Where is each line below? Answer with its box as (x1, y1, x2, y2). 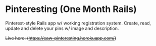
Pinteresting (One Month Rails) (5, 3, 137, 15)
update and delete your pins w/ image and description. (5, 25, 119, 31)
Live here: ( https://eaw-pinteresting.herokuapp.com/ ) (5, 35, 117, 41)
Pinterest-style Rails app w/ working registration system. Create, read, (5, 20, 151, 26)
